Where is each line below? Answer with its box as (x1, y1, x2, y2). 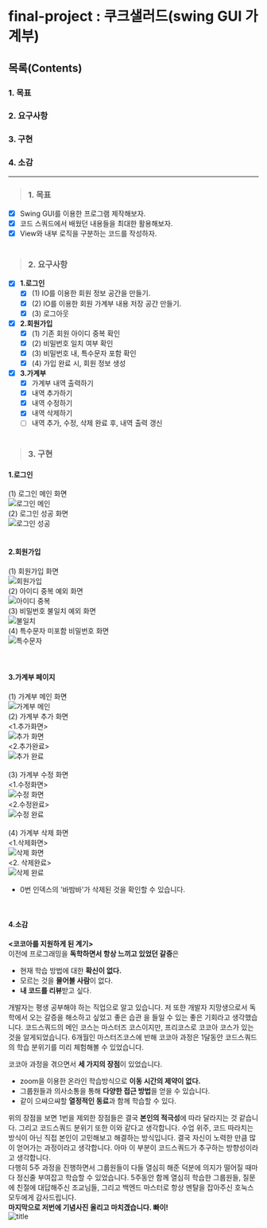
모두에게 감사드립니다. (8, 1193, 77, 1203)
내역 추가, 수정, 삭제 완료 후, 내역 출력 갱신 (31, 419, 163, 428)
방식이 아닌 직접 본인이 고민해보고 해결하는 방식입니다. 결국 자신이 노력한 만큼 (8, 1133, 248, 1143)
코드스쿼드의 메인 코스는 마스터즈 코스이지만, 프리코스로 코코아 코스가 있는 (25, 1023, 254, 1032)
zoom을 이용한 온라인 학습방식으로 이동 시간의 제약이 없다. (19, 1076, 201, 1086)
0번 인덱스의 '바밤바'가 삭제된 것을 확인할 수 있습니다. (19, 884, 185, 894)
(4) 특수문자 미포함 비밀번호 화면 (8, 626, 110, 635)
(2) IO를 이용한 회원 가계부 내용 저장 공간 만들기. (31, 298, 182, 308)
